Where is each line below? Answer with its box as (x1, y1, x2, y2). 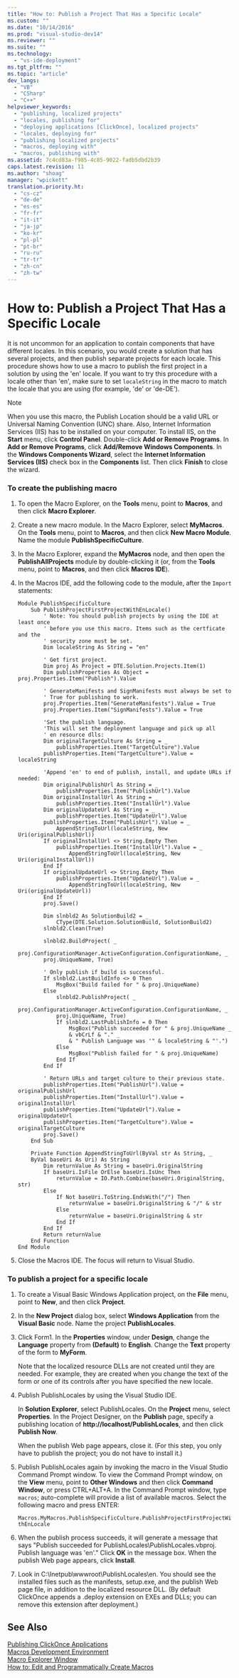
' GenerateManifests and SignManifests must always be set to (43, 687, 232, 695)
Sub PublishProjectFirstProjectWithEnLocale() (31, 606, 171, 613)
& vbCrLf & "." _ (68, 1031, 120, 1038)
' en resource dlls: (43, 731, 105, 738)
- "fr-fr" (14, 210, 43, 217)
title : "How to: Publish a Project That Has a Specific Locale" (7, 10, 202, 18)
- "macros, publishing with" (14, 150, 100, 157)
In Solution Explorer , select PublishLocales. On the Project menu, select (17, 1405, 230, 1414)
